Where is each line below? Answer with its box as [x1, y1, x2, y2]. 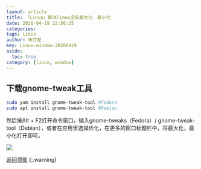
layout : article [6, 8, 47, 15]
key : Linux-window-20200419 [6, 43, 77, 49]
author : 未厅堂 [6, 37, 42, 43]
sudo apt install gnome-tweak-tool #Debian [6, 105, 118, 112]
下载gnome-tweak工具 [6, 83, 92, 94]
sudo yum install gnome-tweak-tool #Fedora [6, 100, 118, 106]
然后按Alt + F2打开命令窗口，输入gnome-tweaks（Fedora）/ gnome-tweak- [6, 117, 195, 124]
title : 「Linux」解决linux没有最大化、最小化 [6, 14, 111, 21]
